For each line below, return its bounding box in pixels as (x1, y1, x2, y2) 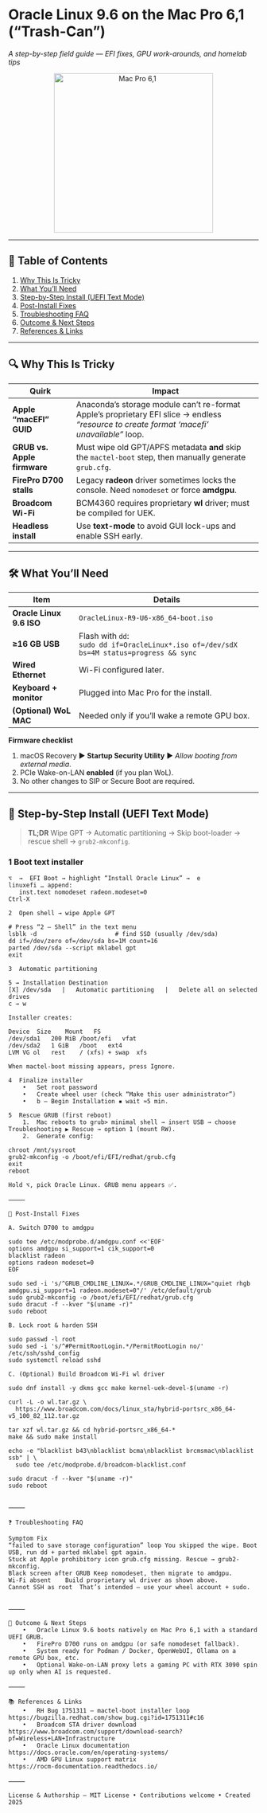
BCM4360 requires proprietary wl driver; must (75, 497, 250, 508)
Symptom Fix (8, 1535, 48, 1543)
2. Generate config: (22, 1133, 94, 1141)
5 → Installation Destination (8, 979, 109, 987)
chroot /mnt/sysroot (8, 1146, 77, 1154)
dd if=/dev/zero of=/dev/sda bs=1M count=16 (8, 938, 158, 946)
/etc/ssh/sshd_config (8, 1349, 80, 1357)
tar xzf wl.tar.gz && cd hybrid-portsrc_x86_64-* (8, 1426, 176, 1435)
